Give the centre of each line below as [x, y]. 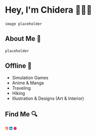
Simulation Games [30, 77]
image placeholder [24, 24]
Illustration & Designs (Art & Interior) [48, 98]
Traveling [21, 88]
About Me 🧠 [23, 39]
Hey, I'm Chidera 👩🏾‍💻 [48, 10]
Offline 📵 [18, 66]
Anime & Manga [28, 83]
